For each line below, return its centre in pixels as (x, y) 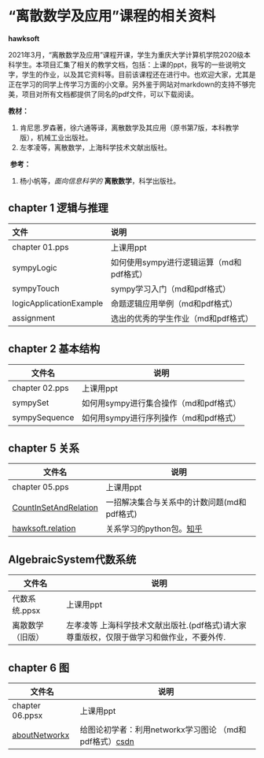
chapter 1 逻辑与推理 (58, 208)
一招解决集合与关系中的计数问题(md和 (176, 503)
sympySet (31, 403)
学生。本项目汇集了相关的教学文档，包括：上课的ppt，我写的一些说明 (127, 65)
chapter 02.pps (40, 388)
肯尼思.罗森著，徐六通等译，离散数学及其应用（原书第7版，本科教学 (129, 128)
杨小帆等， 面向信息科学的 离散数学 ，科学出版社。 (100, 180)
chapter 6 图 (38, 668)
